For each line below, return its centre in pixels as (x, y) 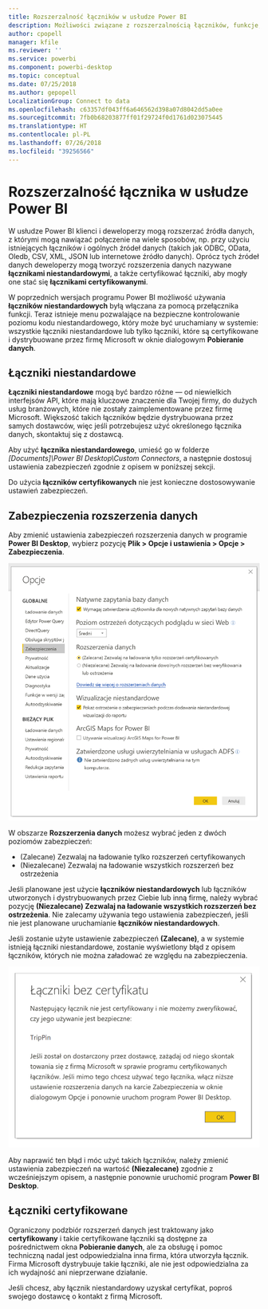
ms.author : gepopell (43, 92)
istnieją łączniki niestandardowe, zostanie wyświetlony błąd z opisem (122, 947)
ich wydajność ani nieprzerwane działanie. (78, 1272)
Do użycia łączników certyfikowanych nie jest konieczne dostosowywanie (132, 482)
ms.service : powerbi (43, 59)
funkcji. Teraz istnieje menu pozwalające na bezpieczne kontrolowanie (124, 314)
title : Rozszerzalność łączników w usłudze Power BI (98, 17)
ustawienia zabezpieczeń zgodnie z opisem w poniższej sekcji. (112, 467)
